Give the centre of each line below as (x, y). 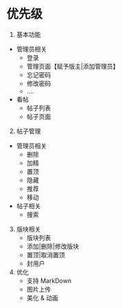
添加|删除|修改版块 (53, 246)
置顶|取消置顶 (46, 254)
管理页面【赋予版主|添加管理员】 (73, 66)
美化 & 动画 (42, 298)
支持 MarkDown (49, 280)
